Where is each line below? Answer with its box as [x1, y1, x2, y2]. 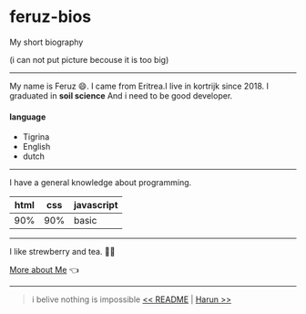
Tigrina [22, 131, 50, 142]
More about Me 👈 [9, 265, 79, 276]
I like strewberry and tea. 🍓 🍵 [9, 246, 116, 257]
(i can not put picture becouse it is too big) [9, 54, 169, 65]
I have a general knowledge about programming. [9, 177, 192, 188]
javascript [73, 199, 118, 212]
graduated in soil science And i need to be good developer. [9, 89, 233, 101]
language [9, 111, 46, 122]
